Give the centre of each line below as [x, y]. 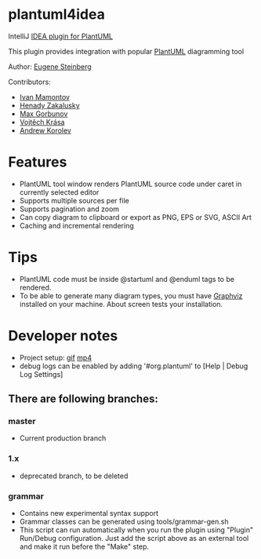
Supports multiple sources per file [74, 200]
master [22, 422]
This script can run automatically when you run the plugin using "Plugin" [136, 530]
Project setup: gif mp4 [56, 357]
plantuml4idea [57, 15]
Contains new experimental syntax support [89, 513]
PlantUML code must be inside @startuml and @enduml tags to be [127, 279]
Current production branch [63, 438]
